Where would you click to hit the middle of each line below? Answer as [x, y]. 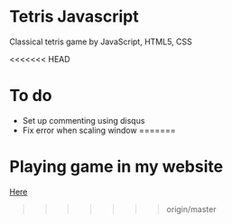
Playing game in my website [116, 167]
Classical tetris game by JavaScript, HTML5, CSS [101, 42]
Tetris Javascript [74, 17]
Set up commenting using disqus [84, 120]
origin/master [191, 209]
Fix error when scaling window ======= [99, 130]
